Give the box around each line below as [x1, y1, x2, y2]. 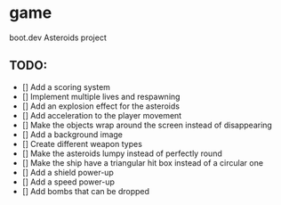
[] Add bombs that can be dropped [21, 185, 149, 196]
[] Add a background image [21, 128, 123, 140]
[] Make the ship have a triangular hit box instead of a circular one [21, 157, 264, 168]
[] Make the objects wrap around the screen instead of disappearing [21, 119, 273, 130]
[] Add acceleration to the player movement [21, 110, 182, 120]
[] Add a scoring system [21, 81, 111, 92]
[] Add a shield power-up [21, 167, 114, 177]
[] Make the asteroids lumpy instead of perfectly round [21, 148, 222, 159]
